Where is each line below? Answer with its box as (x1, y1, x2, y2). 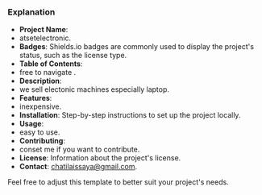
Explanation (7, 6, 56, 18)
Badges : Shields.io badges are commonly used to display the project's (19, 42, 255, 52)
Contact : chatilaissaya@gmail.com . (19, 162, 138, 172)
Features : (19, 93, 52, 103)
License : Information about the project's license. (19, 153, 181, 163)
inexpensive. (19, 102, 62, 111)
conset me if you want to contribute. (19, 144, 140, 155)
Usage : (19, 119, 44, 129)
